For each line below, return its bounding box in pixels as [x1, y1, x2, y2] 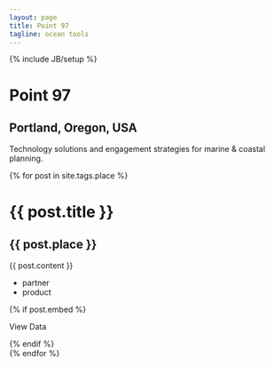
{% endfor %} [9, 348, 60, 359]
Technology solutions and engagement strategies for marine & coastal [9, 144, 266, 155]
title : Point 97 [9, 21, 69, 30]
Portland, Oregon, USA [9, 120, 137, 135]
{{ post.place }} [9, 236, 98, 251]
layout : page [9, 12, 58, 22]
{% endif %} [9, 338, 55, 349]
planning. [9, 153, 43, 164]
